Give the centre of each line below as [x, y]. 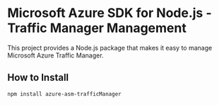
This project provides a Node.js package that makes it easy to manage [110, 48]
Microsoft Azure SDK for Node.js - [109, 13]
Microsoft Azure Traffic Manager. [55, 55]
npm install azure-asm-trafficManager [64, 94]
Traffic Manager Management [97, 28]
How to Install [38, 78]
